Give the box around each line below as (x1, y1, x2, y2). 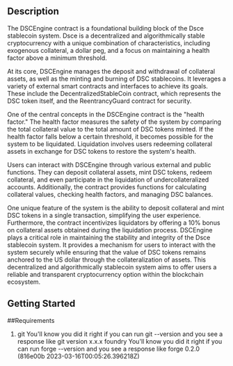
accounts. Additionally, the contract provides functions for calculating (7, 182, 207, 191)
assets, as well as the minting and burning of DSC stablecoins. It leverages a (7, 74, 226, 83)
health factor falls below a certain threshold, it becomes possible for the (7, 132, 214, 141)
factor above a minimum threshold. (7, 54, 108, 62)
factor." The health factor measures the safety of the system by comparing (7, 118, 221, 126)
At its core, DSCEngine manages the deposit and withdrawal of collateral (7, 67, 216, 75)
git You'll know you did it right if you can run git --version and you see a (17, 330, 223, 338)
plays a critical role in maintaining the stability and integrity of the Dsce (7, 233, 211, 241)
